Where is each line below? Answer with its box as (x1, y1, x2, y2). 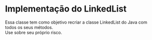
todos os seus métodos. (5, 24, 53, 30)
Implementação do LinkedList (5, 3, 127, 14)
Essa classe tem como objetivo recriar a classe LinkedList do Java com (5, 19, 148, 25)
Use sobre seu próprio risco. (5, 29, 62, 35)
